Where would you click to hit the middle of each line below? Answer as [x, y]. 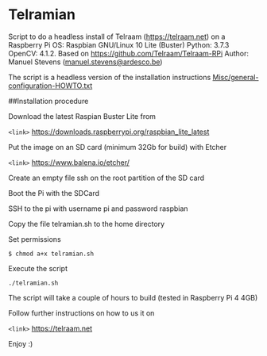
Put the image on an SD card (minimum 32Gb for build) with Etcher [118, 147]
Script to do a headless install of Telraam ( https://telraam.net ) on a [117, 36]
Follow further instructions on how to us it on [81, 313]
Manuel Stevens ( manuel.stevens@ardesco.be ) [85, 62]
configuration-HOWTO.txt [50, 86]
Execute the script [38, 268]
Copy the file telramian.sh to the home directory [87, 224]
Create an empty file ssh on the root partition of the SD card [106, 178]
